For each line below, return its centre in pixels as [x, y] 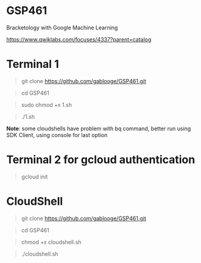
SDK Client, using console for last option [57, 135]
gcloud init [34, 176]
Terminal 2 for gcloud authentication [101, 160]
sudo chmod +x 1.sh [46, 105]
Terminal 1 [33, 64]
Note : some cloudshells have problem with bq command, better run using [99, 128]
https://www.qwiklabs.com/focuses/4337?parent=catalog [79, 39]
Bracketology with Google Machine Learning [62, 28]
